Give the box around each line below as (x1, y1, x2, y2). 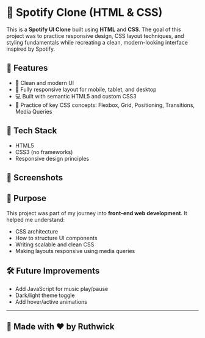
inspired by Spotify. (6, 45, 56, 53)
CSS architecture (15, 227, 59, 235)
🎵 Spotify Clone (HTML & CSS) (6, 6, 163, 20)
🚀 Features (6, 63, 48, 73)
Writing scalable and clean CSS (15, 241, 95, 248)
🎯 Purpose (6, 193, 47, 204)
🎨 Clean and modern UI (15, 79, 74, 86)
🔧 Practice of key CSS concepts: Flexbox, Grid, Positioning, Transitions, (15, 101, 195, 109)
